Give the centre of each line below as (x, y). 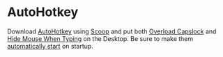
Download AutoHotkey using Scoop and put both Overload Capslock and (112, 31)
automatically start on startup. (51, 46)
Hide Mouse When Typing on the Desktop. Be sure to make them (100, 38)
